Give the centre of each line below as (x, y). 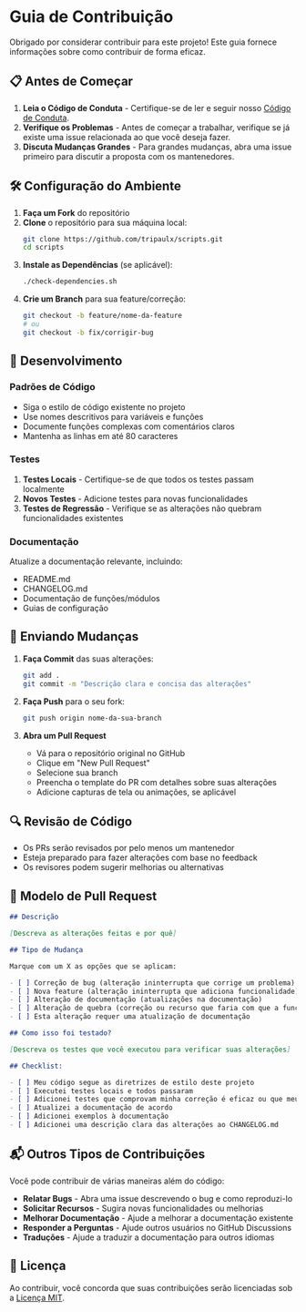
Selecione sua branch (77, 773)
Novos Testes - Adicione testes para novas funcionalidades (135, 498)
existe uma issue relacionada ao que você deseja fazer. (126, 137)
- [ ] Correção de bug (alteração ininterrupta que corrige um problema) (153, 983)
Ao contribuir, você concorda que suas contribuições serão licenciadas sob (151, 1287)
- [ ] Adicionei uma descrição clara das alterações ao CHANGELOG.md (144, 1125)
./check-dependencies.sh (70, 282)
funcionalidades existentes (73, 518)
